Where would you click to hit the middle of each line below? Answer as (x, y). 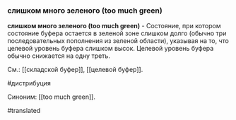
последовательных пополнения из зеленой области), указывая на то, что (118, 41)
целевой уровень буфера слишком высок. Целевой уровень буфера (111, 49)
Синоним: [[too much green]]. (52, 97)
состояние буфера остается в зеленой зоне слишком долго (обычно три (117, 33)
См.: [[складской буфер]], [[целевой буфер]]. (75, 70)
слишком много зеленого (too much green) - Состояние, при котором (114, 26)
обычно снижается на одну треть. (59, 56)
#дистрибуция (29, 83)
